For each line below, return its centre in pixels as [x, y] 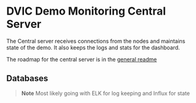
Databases [27, 78]
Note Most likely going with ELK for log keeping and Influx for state [106, 93]
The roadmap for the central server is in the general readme [82, 59]
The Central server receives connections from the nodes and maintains [96, 41]
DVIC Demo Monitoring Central [86, 11]
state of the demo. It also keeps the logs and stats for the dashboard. [93, 48]
